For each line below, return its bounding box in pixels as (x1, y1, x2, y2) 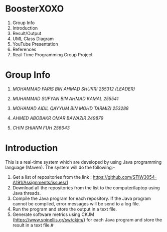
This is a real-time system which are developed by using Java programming (5, 159, 162, 165)
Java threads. (12, 190, 41, 196)
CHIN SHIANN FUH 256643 (12, 125, 70, 131)
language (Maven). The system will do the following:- (5, 164, 115, 170)
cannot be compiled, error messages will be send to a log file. (12, 200, 140, 206)
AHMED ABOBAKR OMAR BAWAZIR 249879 (12, 115, 104, 121)
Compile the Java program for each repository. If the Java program (12, 195, 151, 201)
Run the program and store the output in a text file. (12, 206, 117, 212)
